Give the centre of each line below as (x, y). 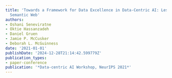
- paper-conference (26, 63)
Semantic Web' (25, 15)
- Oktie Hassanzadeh (27, 29)
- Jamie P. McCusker (27, 39)
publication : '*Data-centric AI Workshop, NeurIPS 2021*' (68, 67)
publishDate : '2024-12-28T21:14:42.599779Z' (53, 53)
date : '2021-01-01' (26, 48)
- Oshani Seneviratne (28, 24)
